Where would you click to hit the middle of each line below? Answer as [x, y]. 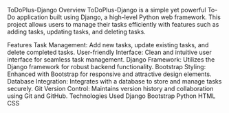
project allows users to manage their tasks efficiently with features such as [113, 24]
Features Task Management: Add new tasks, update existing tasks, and [108, 45]
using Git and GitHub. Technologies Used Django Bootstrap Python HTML [111, 96]
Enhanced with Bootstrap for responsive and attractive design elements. [109, 74]
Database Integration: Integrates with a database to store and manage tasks [115, 81]
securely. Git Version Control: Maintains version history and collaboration [110, 89]
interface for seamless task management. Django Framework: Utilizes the [111, 60]
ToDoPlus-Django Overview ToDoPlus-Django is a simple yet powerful [107, 10]
